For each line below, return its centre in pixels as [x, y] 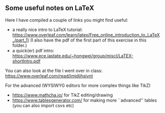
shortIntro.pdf [26, 61]
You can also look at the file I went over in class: [54, 71]
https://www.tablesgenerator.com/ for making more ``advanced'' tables [84, 100]
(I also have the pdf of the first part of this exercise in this [88, 40]
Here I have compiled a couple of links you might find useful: [67, 20]
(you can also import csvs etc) [43, 105]
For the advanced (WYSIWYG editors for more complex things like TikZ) [78, 85]
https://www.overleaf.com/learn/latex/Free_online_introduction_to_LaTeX [86, 35]
